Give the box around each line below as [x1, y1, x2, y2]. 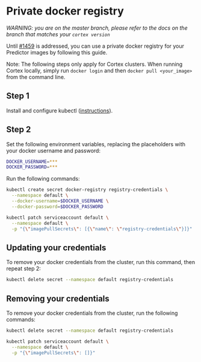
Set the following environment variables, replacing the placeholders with [6, 140, 185, 147]
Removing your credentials [6, 293, 110, 303]
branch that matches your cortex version [6, 30, 110, 37]
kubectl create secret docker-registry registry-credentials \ [6, 187, 169, 193]
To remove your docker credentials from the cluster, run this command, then [6, 259, 196, 266]
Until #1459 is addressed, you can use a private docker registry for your [6, 42, 185, 50]
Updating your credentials [6, 242, 107, 253]
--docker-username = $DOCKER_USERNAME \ [11, 198, 110, 204]
